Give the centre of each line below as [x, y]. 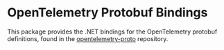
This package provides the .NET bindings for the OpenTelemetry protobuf [112, 32]
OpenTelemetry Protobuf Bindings [107, 13]
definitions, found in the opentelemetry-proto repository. [88, 38]
